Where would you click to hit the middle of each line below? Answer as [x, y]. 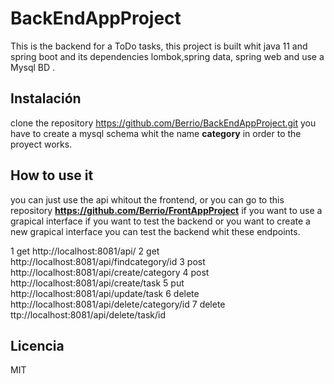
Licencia [37, 345]
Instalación [46, 98]
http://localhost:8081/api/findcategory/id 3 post [108, 261]
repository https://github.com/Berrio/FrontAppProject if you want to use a [166, 210]
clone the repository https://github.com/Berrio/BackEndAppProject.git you [163, 123]
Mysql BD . [33, 67]
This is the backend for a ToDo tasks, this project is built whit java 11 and [159, 46]
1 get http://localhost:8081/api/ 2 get [85, 251]
